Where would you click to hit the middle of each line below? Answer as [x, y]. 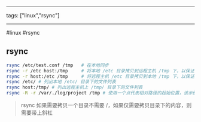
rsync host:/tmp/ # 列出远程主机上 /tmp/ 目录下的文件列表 [74, 87]
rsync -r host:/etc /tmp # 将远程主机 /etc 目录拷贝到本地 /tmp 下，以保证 [100, 76]
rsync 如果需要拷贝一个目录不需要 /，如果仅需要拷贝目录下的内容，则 [106, 105]
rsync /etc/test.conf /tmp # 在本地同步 [58, 65]
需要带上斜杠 [36, 113]
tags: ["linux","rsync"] [33, 15]
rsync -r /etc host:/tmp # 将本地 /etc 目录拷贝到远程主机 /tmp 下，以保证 [100, 71]
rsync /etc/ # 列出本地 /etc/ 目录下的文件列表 [61, 82]
